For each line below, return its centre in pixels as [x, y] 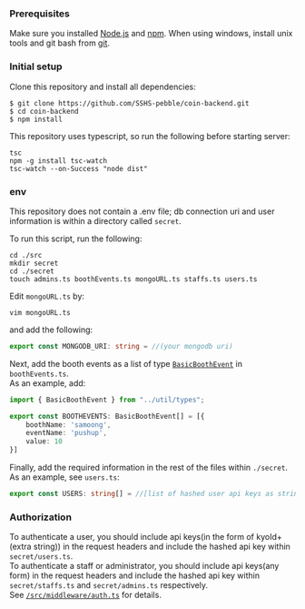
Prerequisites [39, 14]
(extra [20, 547]
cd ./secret [32, 271]
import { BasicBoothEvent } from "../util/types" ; [107, 400]
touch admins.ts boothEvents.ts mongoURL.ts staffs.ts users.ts [133, 279]
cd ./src [26, 255]
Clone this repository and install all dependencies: [103, 86]
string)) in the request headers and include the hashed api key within [162, 547]
